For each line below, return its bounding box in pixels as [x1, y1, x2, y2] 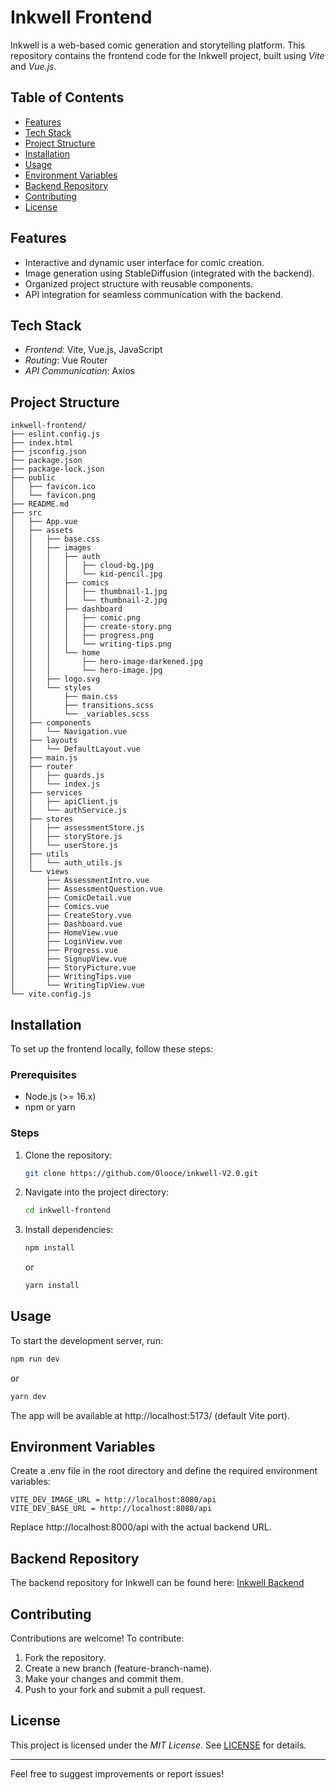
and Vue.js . [10, 60, 57, 72]
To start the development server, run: [10, 1334, 163, 1346]
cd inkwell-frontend [24, 1206, 111, 1216]
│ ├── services [10, 788, 83, 798]
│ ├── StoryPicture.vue [10, 963, 137, 973]
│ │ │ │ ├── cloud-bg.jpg [10, 561, 155, 571]
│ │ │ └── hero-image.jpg [10, 666, 163, 676]
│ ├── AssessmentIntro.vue [10, 876, 150, 886]
